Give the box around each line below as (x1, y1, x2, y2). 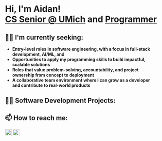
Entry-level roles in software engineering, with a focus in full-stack (12, 46, 150, 52)
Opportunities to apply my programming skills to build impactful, (12, 57, 146, 62)
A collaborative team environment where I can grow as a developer (12, 77, 150, 83)
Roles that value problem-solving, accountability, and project (12, 67, 139, 73)
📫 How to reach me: (5, 114, 68, 122)
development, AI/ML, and (12, 51, 65, 57)
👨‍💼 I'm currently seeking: (5, 33, 84, 41)
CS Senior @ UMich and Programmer (5, 14, 157, 25)
